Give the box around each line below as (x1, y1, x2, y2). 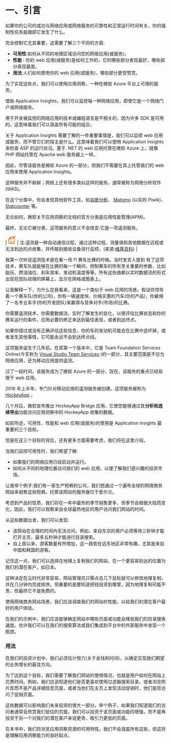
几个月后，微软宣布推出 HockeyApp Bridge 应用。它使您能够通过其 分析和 (5, 403, 159, 409)
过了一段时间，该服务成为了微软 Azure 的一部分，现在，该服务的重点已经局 (5, 368, 163, 374)
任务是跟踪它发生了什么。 (14, 29, 68, 35)
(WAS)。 (5, 186, 23, 192)
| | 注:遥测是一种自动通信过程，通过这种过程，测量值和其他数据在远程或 (5, 239, 164, 245)
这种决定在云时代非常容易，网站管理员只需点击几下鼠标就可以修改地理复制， (5, 575, 166, 581)
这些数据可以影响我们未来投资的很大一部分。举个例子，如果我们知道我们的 (5, 702, 161, 708)
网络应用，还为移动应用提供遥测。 (5, 357, 77, 363)
